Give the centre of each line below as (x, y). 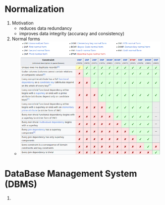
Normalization (34, 9)
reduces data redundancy (46, 28)
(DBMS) (21, 184)
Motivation (23, 23)
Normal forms (26, 39)
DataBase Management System (71, 174)
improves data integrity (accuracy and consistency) (72, 33)
